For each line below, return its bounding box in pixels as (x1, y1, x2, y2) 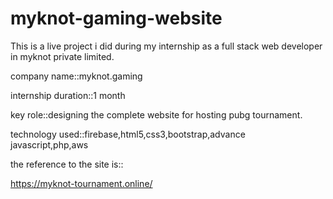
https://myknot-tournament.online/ (10, 177, 153, 189)
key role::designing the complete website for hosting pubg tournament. (10, 108, 303, 121)
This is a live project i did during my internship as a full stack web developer (10, 40, 323, 52)
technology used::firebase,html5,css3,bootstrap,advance (10, 128, 246, 140)
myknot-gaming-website (10, 7, 223, 30)
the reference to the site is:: (10, 158, 124, 170)
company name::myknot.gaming (10, 70, 143, 82)
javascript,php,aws (10, 138, 89, 151)
